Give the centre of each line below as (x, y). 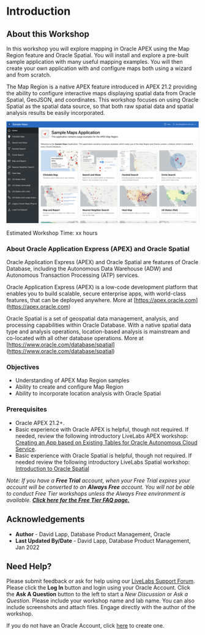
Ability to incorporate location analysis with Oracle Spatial (88, 394)
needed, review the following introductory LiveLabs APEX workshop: (102, 436)
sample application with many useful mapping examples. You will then (95, 62)
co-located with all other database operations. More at (75, 338)
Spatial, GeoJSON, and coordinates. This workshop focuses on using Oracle (102, 100)
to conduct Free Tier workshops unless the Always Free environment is (96, 493)
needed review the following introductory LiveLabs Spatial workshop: (102, 462)
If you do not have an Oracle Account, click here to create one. (85, 626)
